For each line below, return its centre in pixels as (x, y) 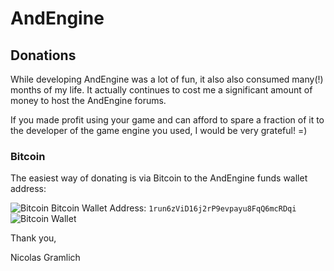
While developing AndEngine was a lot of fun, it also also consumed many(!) (167, 79)
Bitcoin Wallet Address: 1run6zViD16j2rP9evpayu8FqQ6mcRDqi (174, 208)
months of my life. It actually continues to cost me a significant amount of (161, 90)
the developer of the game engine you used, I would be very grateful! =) (159, 130)
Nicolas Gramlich (45, 258)
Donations (43, 55)
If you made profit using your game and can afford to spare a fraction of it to (167, 120)
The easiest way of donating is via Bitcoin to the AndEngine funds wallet (159, 178)
